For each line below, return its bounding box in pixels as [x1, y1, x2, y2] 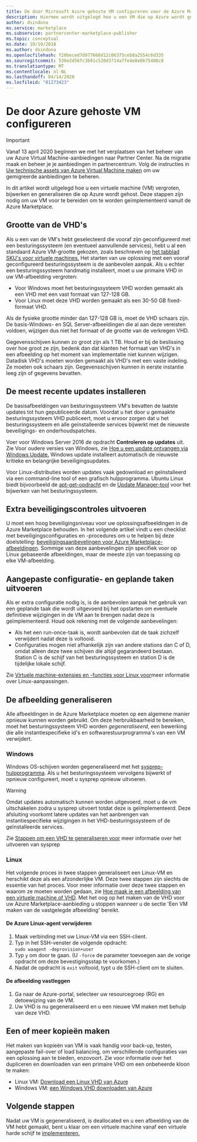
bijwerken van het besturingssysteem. [6, 487, 98, 494]
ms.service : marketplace [6, 25, 67, 31]
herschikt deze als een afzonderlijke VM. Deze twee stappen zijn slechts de [6, 875, 189, 882]
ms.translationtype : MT [6, 63, 64, 69]
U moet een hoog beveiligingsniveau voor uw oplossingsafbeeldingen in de [6, 520, 188, 527]
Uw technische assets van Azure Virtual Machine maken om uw [6, 167, 160, 174]
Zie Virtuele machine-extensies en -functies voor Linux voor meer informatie [6, 671, 190, 678]
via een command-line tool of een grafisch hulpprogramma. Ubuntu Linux [6, 475, 184, 482]
